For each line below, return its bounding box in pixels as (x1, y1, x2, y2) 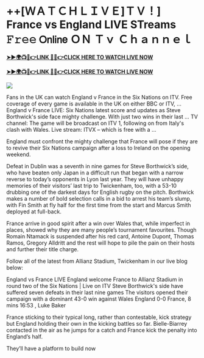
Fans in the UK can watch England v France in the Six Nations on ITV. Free (6, 93, 193, 101)
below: (6, 263, 23, 271)
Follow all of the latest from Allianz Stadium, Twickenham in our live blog (6, 257, 188, 265)
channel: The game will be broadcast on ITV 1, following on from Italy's (6, 119, 185, 127)
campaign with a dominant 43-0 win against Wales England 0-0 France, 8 (6, 295, 192, 303)
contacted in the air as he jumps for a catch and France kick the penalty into (6, 326, 197, 334)
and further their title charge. (6, 245, 79, 252)
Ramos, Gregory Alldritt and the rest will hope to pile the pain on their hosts (6, 239, 195, 246)
